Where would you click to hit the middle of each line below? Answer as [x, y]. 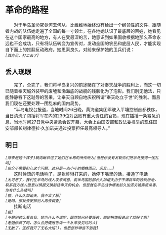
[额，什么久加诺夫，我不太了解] [33, 195]
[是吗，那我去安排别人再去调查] [33, 201]
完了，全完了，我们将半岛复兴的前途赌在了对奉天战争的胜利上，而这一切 [87, 85]
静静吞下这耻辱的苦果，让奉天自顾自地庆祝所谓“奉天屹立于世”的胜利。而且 [85, 97]
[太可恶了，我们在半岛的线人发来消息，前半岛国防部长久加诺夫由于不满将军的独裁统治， [82, 180]
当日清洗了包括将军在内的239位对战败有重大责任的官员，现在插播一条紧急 [81, 116]
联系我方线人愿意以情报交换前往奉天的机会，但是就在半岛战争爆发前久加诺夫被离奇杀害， [82, 185]
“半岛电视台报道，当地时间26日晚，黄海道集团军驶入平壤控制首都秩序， [87, 109]
